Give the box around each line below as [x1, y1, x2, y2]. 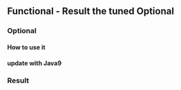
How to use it [7, 43, 46, 51]
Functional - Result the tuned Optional [7, 5, 175, 17]
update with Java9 [7, 58, 62, 67]
